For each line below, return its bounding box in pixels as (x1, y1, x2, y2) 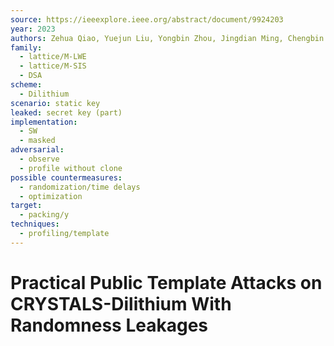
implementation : (10, 117, 78, 127)
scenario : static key (10, 98, 101, 108)
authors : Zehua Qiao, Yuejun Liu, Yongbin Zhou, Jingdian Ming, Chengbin (10, 33, 325, 43)
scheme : (10, 80, 43, 90)
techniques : (10, 219, 60, 230)
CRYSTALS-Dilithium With (10, 292, 232, 315)
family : (10, 42, 43, 53)
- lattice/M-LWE (19, 52, 87, 62)
